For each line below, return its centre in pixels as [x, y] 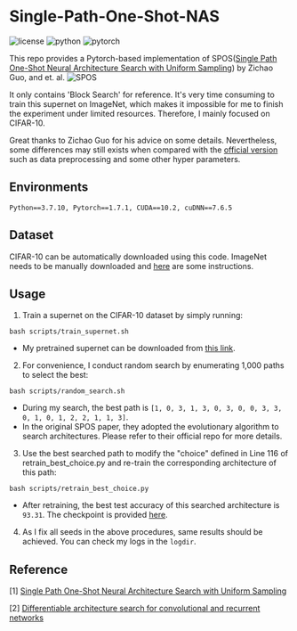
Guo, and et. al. [37, 77]
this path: [39, 472]
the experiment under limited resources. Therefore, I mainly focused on [140, 113]
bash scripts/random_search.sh [67, 391]
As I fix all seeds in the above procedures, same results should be [143, 532]
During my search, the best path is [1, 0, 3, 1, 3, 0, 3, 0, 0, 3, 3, [152, 408]
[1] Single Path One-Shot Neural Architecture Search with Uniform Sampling [148, 591]
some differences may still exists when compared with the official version [144, 150]
